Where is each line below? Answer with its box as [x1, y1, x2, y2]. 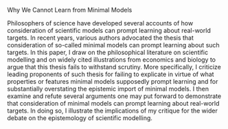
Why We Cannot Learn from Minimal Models [7, 6, 133, 14]
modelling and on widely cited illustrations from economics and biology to [7, 56, 216, 64]
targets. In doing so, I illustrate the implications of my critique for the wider [7, 106, 218, 115]
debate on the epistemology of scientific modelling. [7, 114, 153, 122]
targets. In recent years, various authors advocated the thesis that [7, 34, 194, 42]
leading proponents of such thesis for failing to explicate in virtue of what [7, 70, 214, 78]
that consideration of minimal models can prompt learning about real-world [7, 99, 220, 107]
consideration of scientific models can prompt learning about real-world [7, 27, 211, 34]
